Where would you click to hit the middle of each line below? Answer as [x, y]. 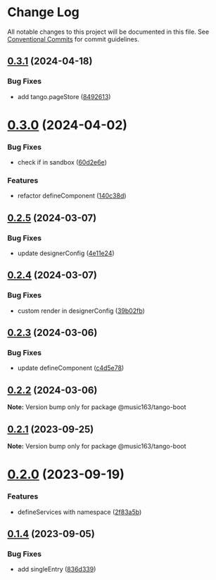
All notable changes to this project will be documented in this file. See [108, 32]
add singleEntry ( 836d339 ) [57, 569]
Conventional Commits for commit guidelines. [73, 39]
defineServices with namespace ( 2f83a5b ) [80, 512]
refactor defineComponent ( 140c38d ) [72, 196]
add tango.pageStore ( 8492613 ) [64, 96]
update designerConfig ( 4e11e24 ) [66, 253]
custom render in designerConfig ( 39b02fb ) [81, 311]
